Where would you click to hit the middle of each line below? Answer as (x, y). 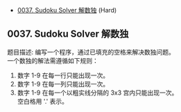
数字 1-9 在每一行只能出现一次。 (63, 75)
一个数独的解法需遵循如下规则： (53, 60)
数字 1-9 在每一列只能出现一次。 (63, 84)
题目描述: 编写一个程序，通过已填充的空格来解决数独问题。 (91, 52)
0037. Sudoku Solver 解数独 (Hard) (67, 10)
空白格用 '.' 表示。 (42, 101)
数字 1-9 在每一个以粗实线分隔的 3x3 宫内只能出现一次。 (97, 93)
